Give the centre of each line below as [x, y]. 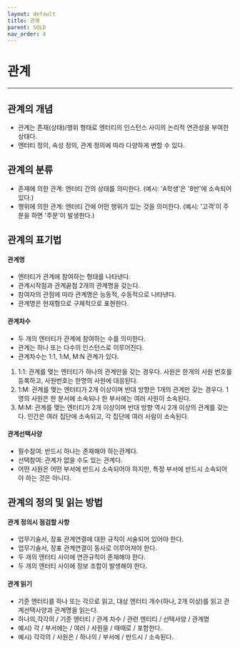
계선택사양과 [35, 610]
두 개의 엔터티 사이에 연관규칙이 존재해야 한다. [82, 557]
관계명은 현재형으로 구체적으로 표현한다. [73, 304]
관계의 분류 [30, 170]
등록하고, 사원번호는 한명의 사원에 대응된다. [78, 380]
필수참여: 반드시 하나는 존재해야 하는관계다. [78, 451]
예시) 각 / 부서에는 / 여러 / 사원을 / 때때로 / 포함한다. [90, 628]
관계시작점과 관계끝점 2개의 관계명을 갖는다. [79, 286]
